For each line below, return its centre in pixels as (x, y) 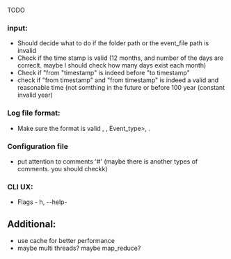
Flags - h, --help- (42, 202)
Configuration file (38, 146)
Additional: (32, 224)
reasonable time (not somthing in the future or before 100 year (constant (121, 88)
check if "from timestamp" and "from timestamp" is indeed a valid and (118, 80)
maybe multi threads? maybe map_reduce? (79, 248)
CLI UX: (20, 187)
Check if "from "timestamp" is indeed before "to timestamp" (103, 73)
